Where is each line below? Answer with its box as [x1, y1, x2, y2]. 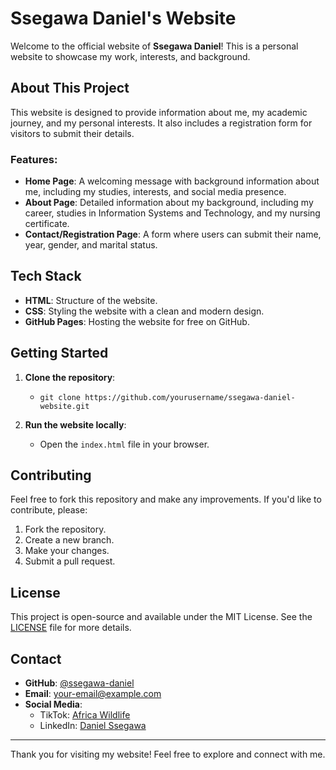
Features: [10, 152, 58, 166]
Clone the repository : [24, 371, 116, 383]
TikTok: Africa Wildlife [39, 709, 131, 721]
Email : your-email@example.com [24, 688, 162, 700]
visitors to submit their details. [10, 127, 135, 139]
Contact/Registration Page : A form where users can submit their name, [24, 228, 322, 241]
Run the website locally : [24, 418, 127, 431]
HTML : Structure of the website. [24, 294, 158, 306]
